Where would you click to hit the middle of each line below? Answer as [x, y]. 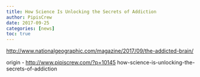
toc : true [19, 34]
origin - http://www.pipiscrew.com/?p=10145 [61, 63]
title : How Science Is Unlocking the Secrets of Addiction [81, 12]
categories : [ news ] [31, 28]
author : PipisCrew [29, 17]
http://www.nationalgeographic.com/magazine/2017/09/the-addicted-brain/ [100, 51]
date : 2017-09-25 [28, 23]
